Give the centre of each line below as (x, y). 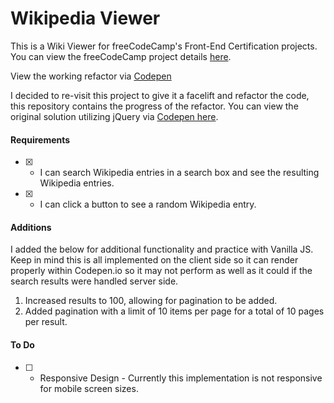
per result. (46, 322)
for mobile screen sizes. (89, 388)
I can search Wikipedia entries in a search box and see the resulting (179, 173)
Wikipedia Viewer (85, 18)
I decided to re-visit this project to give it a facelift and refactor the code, (160, 95)
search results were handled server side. (94, 281)
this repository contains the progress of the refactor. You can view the (154, 106)
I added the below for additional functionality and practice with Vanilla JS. (162, 249)
